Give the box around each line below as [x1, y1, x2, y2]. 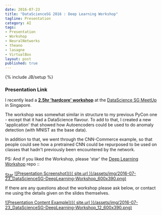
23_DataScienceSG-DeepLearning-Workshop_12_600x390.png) [5, 205, 132, 211]
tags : [5, 25, 16, 30]
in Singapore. [5, 102, 32, 108]
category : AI [5, 20, 32, 26]
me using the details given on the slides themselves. [5, 190, 110, 196]
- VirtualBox [5, 52, 32, 57]
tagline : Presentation [5, 16, 51, 21]
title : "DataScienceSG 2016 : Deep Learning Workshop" [5, 12, 118, 16]
